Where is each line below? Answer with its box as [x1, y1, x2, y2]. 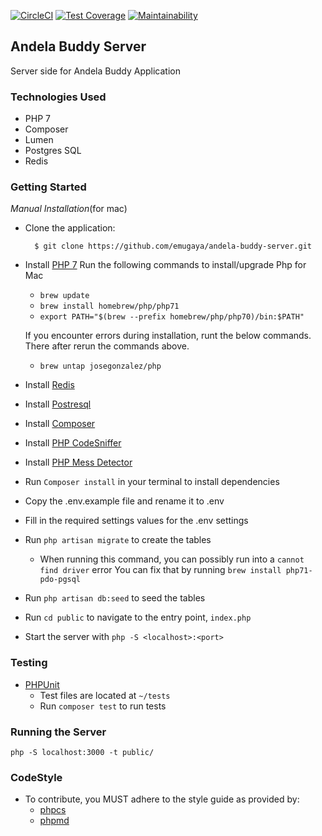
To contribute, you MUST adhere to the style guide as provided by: [24, 793, 300, 805]
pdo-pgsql [39, 575, 82, 585]
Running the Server [10, 725, 107, 739]
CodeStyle [10, 770, 63, 784]
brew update [39, 291, 90, 301]
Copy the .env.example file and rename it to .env [24, 495, 225, 507]
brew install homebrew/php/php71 [39, 301, 180, 312]
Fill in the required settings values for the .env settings [24, 515, 249, 527]
